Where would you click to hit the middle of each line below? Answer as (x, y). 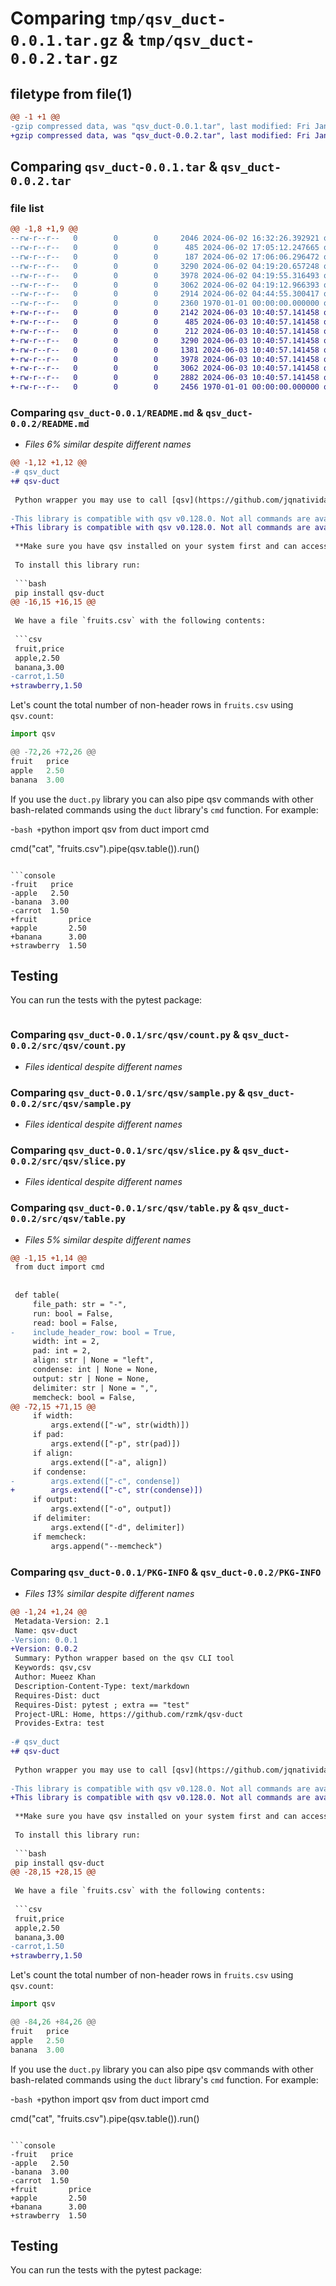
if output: (55, 1500)
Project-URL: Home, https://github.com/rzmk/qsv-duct (129, 1714)
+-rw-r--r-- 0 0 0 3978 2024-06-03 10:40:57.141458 (165, 359)
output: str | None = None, (91, 1378)
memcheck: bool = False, (84, 1397)
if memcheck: (59, 1537)
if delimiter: (62, 1518)
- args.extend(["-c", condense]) (96, 1481)
